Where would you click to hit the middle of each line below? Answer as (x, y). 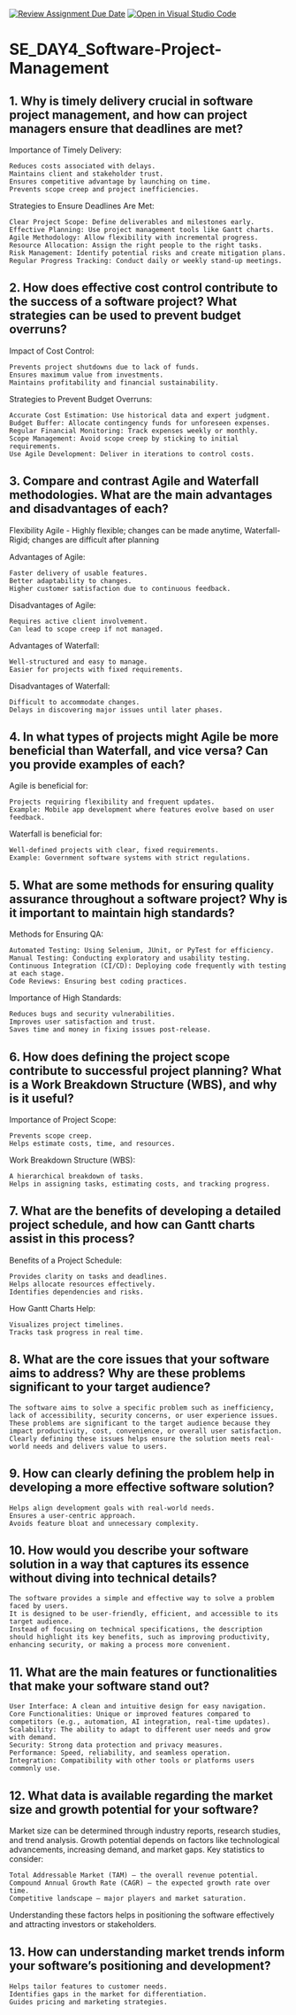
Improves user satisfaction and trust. (83, 1022)
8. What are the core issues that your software (139, 1360)
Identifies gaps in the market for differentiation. (108, 1994)
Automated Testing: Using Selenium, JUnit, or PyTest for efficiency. (142, 951)
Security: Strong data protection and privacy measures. (116, 1746)
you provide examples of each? (97, 765)
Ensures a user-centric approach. (73, 1515)
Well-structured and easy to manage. (79, 661)
